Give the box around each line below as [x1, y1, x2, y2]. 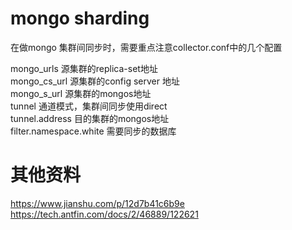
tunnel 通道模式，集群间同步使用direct [10, 100, 168, 112]
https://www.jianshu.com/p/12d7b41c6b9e [10, 197, 185, 209]
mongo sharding [10, 7, 150, 30]
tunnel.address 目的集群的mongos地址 [10, 112, 170, 124]
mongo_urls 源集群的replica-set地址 [10, 62, 158, 74]
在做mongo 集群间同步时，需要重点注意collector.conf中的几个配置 [10, 41, 283, 53]
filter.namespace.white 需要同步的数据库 [10, 125, 177, 137]
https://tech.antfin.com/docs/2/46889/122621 [10, 208, 199, 220]
